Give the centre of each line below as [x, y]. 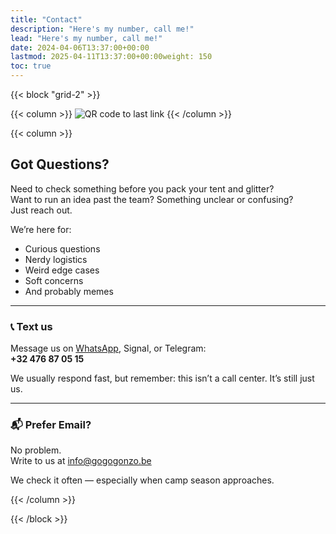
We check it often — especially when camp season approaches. [142, 480]
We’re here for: [41, 229]
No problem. [36, 450]
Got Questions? [60, 164]
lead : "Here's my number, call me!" [86, 38]
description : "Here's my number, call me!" [102, 29]
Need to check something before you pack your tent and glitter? [142, 188]
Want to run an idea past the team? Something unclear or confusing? [152, 199]
